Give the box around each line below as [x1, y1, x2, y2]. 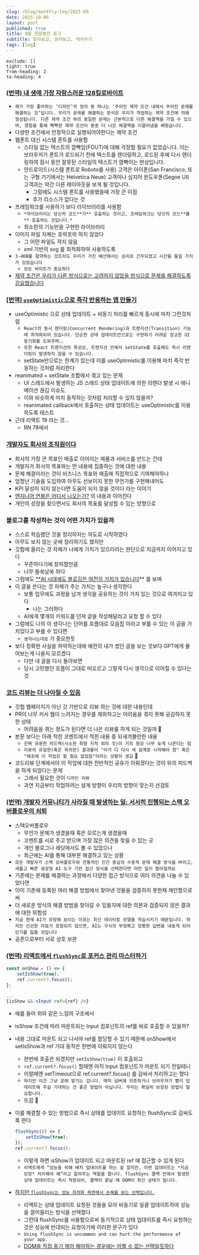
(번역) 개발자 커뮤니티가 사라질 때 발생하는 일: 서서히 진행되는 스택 [6, 798, 183, 806]
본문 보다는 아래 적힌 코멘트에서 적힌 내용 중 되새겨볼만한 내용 [14, 733, 157, 740]
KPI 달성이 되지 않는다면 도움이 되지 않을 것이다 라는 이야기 [14, 485, 151, 492]
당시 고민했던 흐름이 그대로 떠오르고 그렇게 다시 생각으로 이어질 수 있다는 [23, 665, 192, 672]
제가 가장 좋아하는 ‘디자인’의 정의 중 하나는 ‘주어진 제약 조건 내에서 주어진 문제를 [14, 104, 194, 110]
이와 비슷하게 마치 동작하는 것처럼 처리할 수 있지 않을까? [23, 394, 153, 401]
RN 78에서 [23, 424, 49, 431]
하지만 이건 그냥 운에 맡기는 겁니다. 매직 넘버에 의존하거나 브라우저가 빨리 [23, 1078, 184, 1084]
